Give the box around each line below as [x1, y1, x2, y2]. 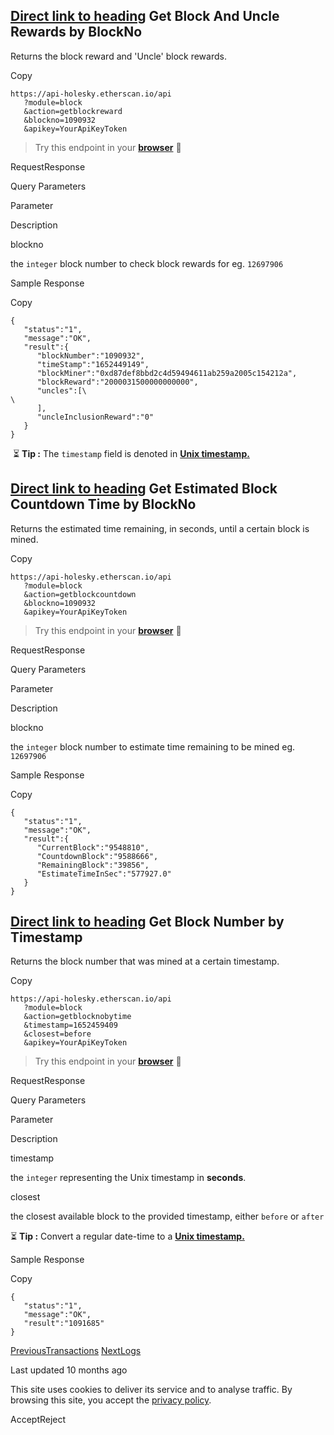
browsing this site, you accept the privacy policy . [10, 1394, 212, 1406]
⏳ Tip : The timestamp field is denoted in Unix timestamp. [12, 447, 250, 459]
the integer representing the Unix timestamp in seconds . [10, 1172, 247, 1184]
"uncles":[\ [36, 385, 87, 396]
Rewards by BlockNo [10, 24, 143, 41]
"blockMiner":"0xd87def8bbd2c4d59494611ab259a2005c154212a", [36, 368, 298, 378]
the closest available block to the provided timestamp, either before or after [10, 1210, 325, 1223]
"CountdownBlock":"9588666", [36, 851, 159, 861]
